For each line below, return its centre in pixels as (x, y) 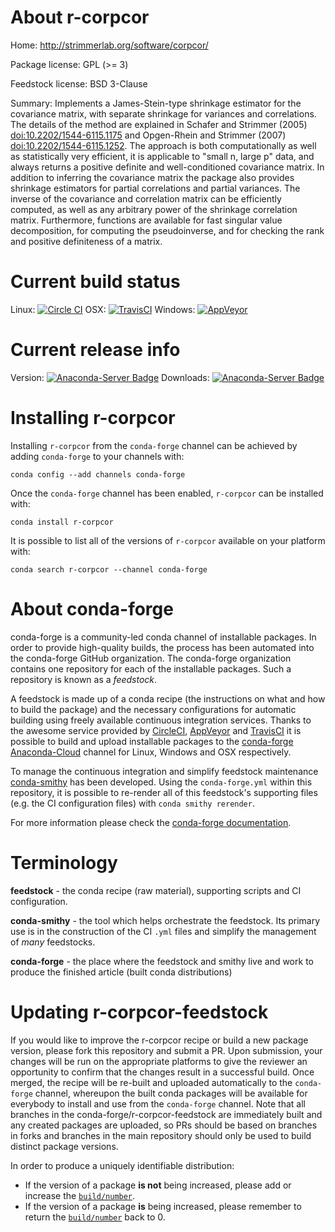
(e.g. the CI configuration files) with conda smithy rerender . (132, 803)
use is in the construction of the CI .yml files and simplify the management (163, 931)
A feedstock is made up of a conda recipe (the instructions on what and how (168, 698)
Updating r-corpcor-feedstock (139, 1012)
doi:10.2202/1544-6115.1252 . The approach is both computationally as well (163, 145)
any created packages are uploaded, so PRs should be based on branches (164, 1125)
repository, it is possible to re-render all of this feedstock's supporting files (164, 792)
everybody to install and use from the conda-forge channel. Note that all (158, 1103)
